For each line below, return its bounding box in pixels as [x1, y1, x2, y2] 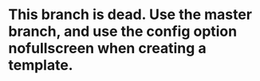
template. [8, 56, 73, 75]
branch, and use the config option [8, 22, 238, 40]
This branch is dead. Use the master [8, 6, 253, 24]
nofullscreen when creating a [8, 40, 207, 57]
